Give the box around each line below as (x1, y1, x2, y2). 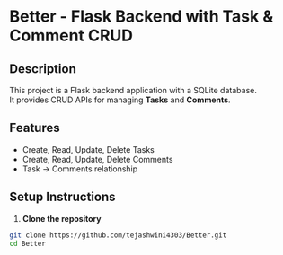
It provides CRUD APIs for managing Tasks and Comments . (9, 94, 231, 105)
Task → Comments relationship (22, 163, 138, 174)
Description (9, 61, 76, 76)
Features (9, 120, 60, 136)
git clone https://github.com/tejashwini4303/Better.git (9, 231, 227, 240)
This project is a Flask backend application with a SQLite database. (9, 85, 258, 95)
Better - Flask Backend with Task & (9, 6, 274, 27)
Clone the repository (22, 213, 102, 224)
